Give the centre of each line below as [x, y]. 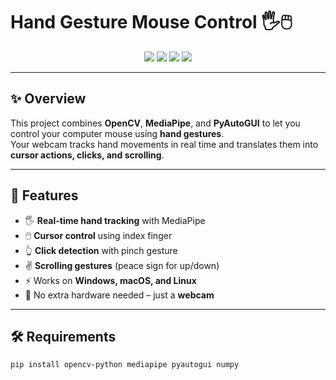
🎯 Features [44, 195]
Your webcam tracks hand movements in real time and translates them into [164, 144]
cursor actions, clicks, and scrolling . [87, 155]
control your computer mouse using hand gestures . [117, 133]
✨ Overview [48, 99]
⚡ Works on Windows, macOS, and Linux [110, 280]
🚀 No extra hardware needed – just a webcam [119, 295]
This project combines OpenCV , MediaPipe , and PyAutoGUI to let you [155, 123]
